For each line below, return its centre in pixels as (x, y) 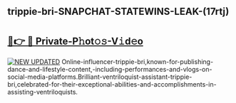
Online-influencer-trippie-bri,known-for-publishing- (138, 62)
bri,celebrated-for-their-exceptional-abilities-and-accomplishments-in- (112, 84)
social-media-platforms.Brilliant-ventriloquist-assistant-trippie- (100, 77)
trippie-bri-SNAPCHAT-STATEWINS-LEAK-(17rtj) (118, 12)
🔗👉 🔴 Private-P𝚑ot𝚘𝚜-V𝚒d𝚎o (76, 41)
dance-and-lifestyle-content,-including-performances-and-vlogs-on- (110, 69)
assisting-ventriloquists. (43, 92)
